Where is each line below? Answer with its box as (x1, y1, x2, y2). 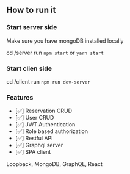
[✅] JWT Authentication (15, 121, 76, 128)
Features (6, 93, 34, 101)
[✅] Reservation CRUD (15, 107, 72, 115)
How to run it (6, 5, 56, 15)
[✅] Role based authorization (15, 128, 88, 135)
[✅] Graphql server (15, 142, 63, 149)
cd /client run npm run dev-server (6, 78, 90, 85)
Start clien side (6, 64, 52, 73)
